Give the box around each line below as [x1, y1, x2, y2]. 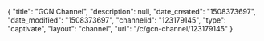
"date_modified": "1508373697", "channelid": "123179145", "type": [7, 15, 226, 25]
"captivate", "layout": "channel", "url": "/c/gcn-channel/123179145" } [7, 24, 234, 33]
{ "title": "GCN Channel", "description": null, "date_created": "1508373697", [7, 7, 256, 16]
